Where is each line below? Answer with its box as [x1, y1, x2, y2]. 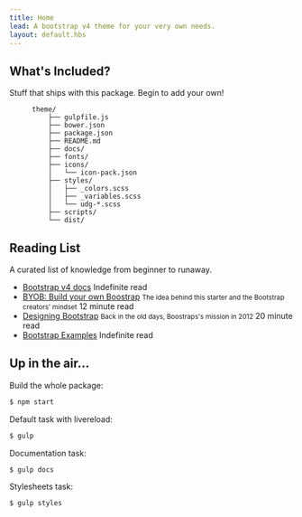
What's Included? [9, 63, 111, 79]
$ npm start [9, 397, 54, 407]
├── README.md [48, 136, 101, 146]
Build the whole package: [9, 380, 104, 390]
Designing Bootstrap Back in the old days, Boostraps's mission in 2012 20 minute [22, 311, 293, 321]
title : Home [9, 13, 54, 23]
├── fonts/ [48, 153, 89, 162]
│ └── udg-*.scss [48, 200, 122, 209]
